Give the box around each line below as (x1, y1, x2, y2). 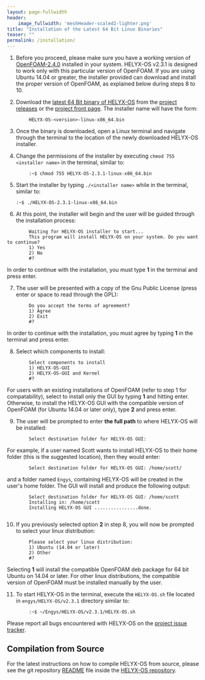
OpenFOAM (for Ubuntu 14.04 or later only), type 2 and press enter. (7, 406, 177, 413)
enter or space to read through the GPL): (15, 291, 118, 298)
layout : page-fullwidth (7, 9, 68, 15)
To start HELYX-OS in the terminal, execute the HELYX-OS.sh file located (15, 591, 195, 598)
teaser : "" (7, 32, 35, 38)
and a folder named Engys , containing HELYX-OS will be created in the (7, 476, 183, 483)
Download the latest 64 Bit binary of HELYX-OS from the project (15, 98, 178, 106)
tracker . (7, 626, 26, 633)
